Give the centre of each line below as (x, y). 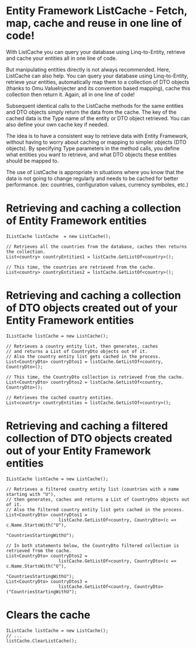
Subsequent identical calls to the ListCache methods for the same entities (95, 106)
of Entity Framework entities (77, 221)
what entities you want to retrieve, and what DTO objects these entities (91, 154)
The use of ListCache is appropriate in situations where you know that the (95, 172)
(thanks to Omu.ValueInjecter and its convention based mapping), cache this (98, 88)
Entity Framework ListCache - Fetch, (97, 11)
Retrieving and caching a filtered (87, 426)
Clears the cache (48, 615)
